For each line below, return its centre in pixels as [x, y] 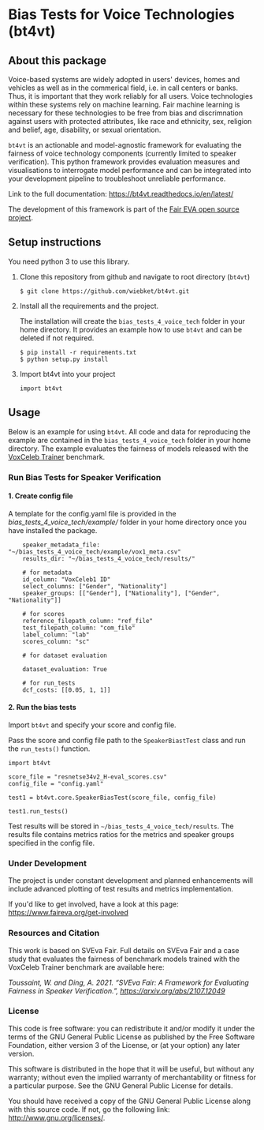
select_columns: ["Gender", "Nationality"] [95, 586]
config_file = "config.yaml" [56, 783]
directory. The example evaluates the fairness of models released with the [128, 449]
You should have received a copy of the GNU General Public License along [129, 1101]
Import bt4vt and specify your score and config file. [92, 725]
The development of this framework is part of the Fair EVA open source [124, 209]
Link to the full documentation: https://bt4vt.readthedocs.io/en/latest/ [121, 194]
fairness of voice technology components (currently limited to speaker [122, 153]
